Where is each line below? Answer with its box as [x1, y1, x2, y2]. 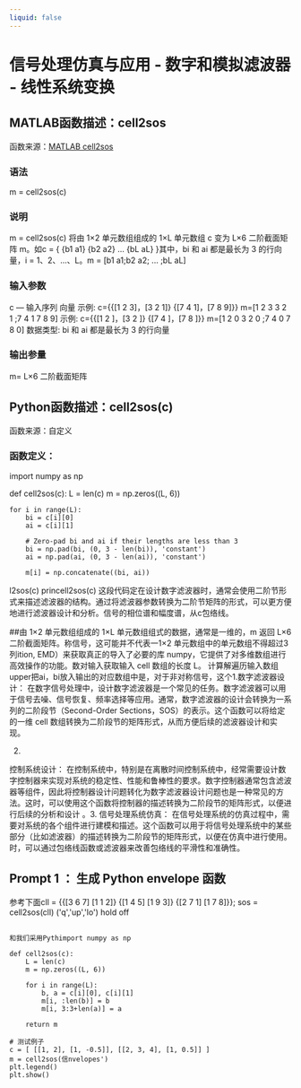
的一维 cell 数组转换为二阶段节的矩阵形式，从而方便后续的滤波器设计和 [9, 716, 271, 727]
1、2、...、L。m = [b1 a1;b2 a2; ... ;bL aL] [36, 255, 186, 265]
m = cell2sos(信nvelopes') [9, 1055, 109, 1064]
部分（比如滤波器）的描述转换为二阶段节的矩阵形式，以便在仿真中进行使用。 [9, 831, 292, 841]
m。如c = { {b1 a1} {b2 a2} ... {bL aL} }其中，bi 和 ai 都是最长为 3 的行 [19, 244, 275, 255]
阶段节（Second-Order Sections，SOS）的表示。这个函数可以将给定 [32, 705, 286, 716]
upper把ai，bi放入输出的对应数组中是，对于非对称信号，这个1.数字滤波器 [9, 671, 278, 682]
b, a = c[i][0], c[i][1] [41, 988, 134, 997]
